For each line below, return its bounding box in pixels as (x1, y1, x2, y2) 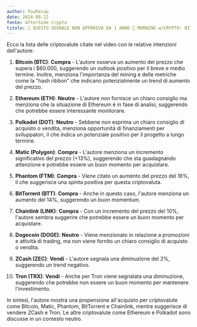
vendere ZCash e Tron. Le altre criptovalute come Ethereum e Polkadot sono (6, 309, 191, 316)
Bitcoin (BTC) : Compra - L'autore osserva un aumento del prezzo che (15, 59, 184, 66)
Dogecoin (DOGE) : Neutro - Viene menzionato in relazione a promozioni (15, 231, 189, 239)
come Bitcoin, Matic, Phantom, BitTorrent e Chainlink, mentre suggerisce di (6, 303, 188, 310)
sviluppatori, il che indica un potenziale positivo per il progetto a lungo (15, 131, 185, 138)
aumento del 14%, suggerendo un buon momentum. (15, 196, 141, 203)
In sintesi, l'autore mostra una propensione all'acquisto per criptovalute (6, 297, 178, 304)
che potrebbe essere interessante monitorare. (15, 107, 126, 114)
